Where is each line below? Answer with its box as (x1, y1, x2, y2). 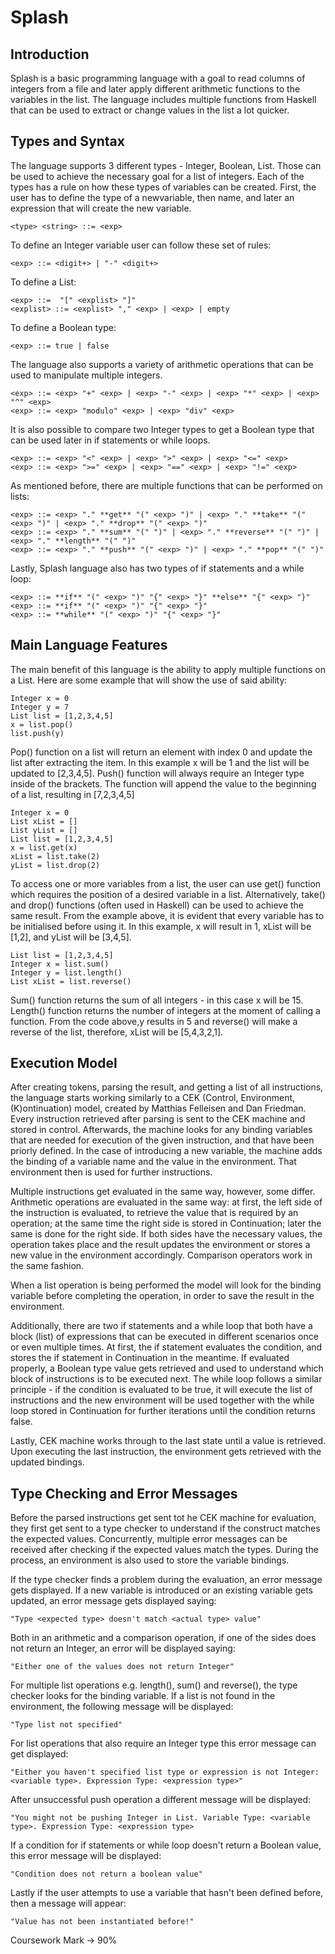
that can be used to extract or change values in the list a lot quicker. (10, 104, 290, 116)
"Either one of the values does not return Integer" (10, 1662, 235, 1672)
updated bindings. (10, 1456, 85, 1468)
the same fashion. (10, 1260, 85, 1272)
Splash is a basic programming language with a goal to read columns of (10, 72, 306, 84)
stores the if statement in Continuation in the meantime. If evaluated (10, 1352, 290, 1364)
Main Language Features (10, 637, 168, 654)
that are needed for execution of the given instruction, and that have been (10, 1134, 315, 1146)
